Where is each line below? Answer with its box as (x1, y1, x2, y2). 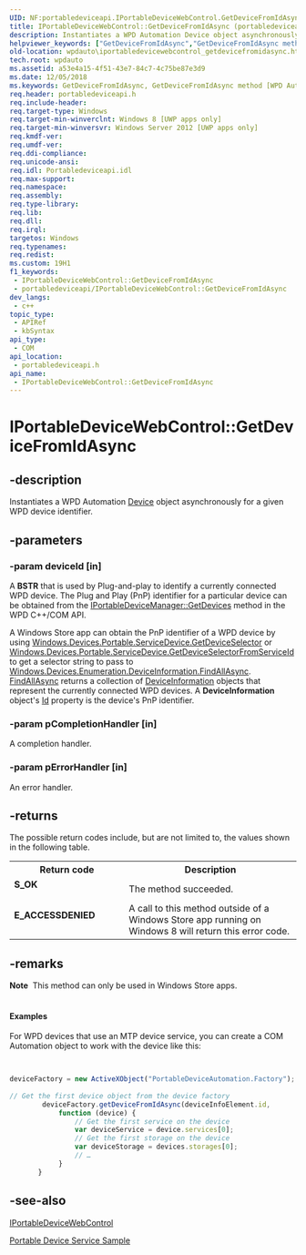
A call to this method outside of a (128, 903, 270, 915)
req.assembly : (9, 191, 64, 200)
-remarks (9, 955, 64, 971)
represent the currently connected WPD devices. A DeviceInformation (9, 685, 275, 696)
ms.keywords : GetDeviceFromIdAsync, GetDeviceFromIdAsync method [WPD (9, 81, 283, 90)
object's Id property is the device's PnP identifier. (9, 694, 195, 706)
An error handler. (9, 781, 74, 792)
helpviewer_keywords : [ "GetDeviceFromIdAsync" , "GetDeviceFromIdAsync (9, 38, 280, 48)
